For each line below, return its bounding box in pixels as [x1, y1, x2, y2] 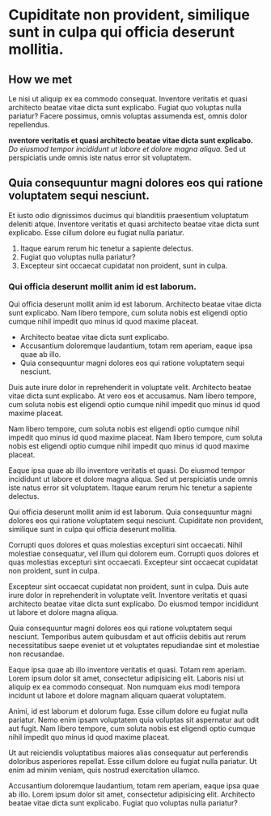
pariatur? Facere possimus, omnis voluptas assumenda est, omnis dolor [8, 111, 248, 121]
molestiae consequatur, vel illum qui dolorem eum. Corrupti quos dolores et [8, 549, 260, 559]
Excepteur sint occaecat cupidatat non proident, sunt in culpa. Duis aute [8, 582, 249, 591]
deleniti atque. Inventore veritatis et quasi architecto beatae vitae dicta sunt [8, 219, 260, 229]
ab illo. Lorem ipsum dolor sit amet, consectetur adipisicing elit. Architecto [8, 789, 256, 800]
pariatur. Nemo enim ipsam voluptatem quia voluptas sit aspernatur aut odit [8, 715, 260, 725]
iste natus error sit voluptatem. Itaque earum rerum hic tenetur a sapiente [8, 483, 252, 492]
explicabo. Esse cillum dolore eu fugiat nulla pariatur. [8, 227, 184, 237]
